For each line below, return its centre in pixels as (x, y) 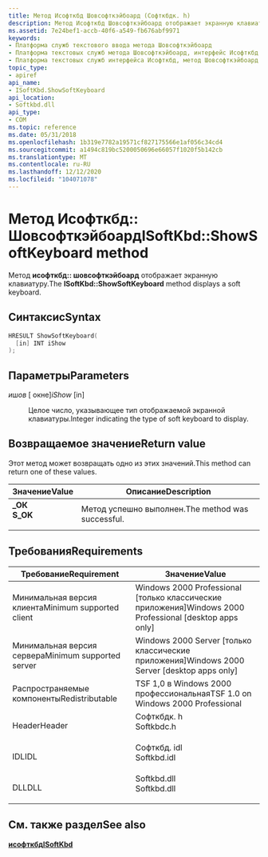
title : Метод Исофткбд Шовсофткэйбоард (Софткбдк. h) (100, 16)
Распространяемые (51, 688)
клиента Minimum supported (66, 607)
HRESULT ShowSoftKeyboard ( (53, 336)
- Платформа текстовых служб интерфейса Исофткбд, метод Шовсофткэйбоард (134, 61)
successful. (103, 519)
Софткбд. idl (159, 747)
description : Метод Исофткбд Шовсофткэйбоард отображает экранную (121, 23)
